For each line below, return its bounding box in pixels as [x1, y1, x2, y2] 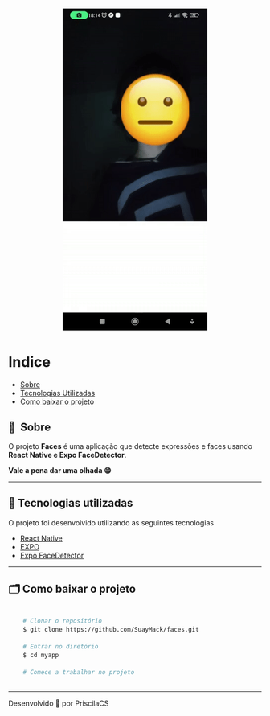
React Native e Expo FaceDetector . [8, 450, 127, 459]
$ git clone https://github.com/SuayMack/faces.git [22, 626, 199, 634]
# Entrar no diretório [22, 643, 99, 651]
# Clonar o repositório [22, 617, 103, 625]
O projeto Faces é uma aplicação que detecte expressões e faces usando [8, 441, 253, 451]
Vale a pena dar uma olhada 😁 [8, 465, 112, 475]
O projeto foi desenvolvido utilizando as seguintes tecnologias [8, 517, 215, 527]
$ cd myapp [22, 651, 59, 659]
